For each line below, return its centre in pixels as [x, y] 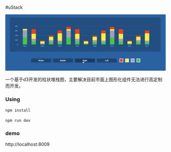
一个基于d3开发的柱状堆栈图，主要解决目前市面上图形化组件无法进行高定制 [84, 79]
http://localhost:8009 [27, 144]
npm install [18, 110]
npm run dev [18, 120]
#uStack [14, 7]
